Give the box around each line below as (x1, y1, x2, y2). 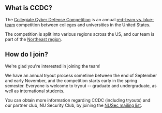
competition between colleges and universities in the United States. (16, 22, 151, 28)
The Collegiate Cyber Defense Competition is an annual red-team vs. (5, 16, 143, 22)
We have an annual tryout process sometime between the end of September (5, 72, 157, 78)
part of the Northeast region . (5, 36, 62, 42)
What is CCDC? (5, 4, 52, 12)
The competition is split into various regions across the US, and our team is (5, 31, 155, 37)
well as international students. (5, 88, 65, 94)
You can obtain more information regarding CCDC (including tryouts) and (5, 97, 151, 103)
